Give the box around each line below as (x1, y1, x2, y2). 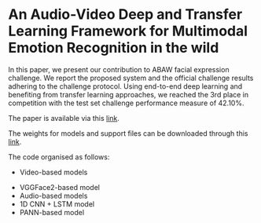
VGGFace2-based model (19, 182, 101, 192)
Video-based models (19, 167, 88, 177)
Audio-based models (19, 191, 88, 200)
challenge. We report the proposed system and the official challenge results (8, 73, 254, 82)
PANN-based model (19, 207, 85, 217)
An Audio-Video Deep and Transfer (8, 5, 243, 24)
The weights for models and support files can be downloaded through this (8, 128, 248, 138)
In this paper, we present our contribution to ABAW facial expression (8, 64, 230, 74)
